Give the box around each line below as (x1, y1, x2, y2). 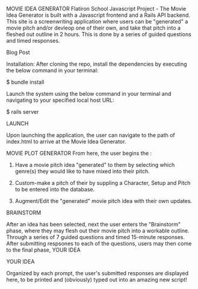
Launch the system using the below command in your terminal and (6, 90, 172, 97)
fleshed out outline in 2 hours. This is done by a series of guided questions (6, 31, 191, 38)
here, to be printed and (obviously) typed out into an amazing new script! (6, 276, 188, 283)
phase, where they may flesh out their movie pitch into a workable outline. (6, 227, 190, 234)
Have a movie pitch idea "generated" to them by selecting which (14, 161, 175, 168)
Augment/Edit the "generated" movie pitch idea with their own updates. (14, 197, 193, 204)
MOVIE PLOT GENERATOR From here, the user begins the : (6, 150, 152, 157)
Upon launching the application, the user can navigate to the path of (6, 132, 176, 138)
